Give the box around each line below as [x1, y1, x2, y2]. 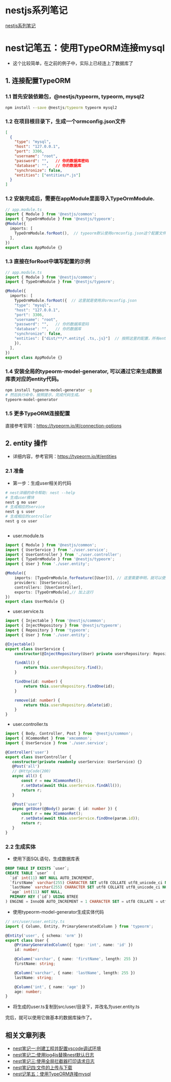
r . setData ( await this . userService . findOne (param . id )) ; [21, 816, 140, 821]
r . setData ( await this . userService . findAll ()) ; [21, 783, 122, 788]
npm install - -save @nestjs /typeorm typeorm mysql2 [5, 105, 117, 110]
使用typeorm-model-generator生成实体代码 [12, 909, 104, 915]
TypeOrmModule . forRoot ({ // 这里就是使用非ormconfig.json [14, 298, 137, 304]
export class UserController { [5, 754, 72, 760]
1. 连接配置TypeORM [5, 77, 71, 85]
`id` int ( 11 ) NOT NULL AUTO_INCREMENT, [10, 875, 95, 880]
